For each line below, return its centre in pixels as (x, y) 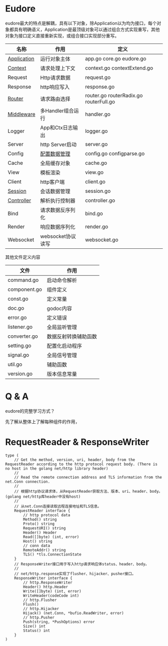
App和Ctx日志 (57, 127)
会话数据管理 (55, 191)
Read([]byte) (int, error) (51, 537)
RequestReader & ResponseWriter (77, 442)
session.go (98, 191)
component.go (25, 289)
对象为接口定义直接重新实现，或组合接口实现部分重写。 (62, 35)
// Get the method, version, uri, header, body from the (75, 460)
